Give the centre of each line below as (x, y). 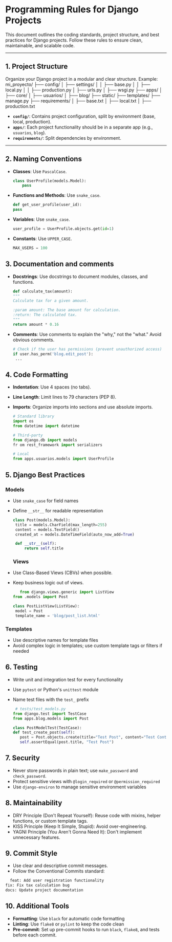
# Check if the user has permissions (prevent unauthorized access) (87, 349)
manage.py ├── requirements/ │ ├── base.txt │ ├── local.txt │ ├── (78, 101)
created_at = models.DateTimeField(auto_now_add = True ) (75, 534)
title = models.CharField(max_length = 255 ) (61, 525)
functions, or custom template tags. (50, 821)
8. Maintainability (34, 803)
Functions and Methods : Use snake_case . (57, 195)
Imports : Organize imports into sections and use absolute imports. (83, 407)
